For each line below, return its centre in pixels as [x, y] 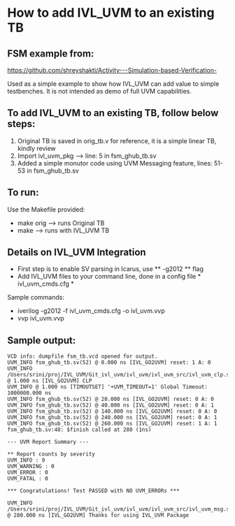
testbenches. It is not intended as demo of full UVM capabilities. [100, 91]
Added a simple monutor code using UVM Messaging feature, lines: [115, 163]
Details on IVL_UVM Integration [77, 253]
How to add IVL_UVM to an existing [111, 13]
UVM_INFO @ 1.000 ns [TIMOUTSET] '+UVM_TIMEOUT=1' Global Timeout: [108, 387]
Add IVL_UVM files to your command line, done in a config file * [109, 277]
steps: [21, 124]
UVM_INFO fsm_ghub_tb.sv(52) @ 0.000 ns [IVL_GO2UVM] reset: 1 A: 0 [109, 363]
